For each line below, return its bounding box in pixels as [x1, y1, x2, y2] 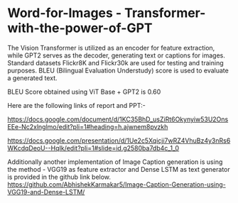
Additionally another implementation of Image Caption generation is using [7, 158, 223, 166]
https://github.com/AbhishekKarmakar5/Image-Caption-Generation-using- [7, 180, 226, 189]
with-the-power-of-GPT [7, 20, 153, 36]
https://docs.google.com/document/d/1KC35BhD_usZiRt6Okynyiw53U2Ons [7, 115, 229, 124]
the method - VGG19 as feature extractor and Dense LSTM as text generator [7, 165, 231, 173]
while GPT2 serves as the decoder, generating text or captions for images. [7, 51, 226, 60]
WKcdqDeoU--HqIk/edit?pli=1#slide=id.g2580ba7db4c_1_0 [7, 143, 180, 152]
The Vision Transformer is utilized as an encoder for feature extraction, [7, 43, 215, 52]
